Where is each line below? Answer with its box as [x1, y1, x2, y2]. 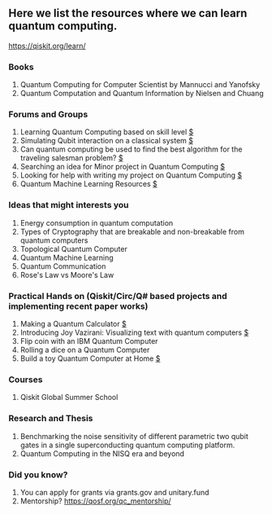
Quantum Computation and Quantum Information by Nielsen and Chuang [19, 89, 264, 99]
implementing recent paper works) [8, 301, 149, 312]
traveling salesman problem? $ [19, 153, 123, 163]
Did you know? [8, 468, 68, 480]
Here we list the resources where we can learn [8, 7, 248, 20]
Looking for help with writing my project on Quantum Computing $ [19, 170, 242, 180]
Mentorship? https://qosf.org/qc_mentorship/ [19, 496, 171, 506]
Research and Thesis [8, 413, 93, 424]
